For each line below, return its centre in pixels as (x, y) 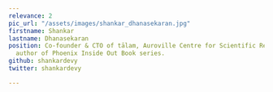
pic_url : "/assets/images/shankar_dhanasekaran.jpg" (100, 23)
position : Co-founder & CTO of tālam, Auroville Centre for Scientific (132, 46)
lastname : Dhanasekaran (49, 38)
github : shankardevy (43, 61)
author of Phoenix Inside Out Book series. (90, 53)
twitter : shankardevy (45, 69)
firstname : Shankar (41, 31)
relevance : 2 (30, 16)
